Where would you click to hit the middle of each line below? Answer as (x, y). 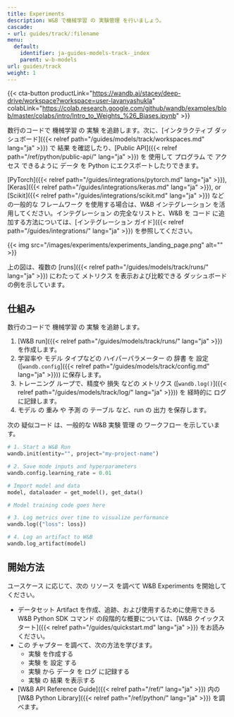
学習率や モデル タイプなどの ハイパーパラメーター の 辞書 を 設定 (113, 358)
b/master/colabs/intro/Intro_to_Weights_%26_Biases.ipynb (92, 115)
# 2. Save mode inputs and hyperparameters (72, 466)
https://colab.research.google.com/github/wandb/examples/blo (134, 108)
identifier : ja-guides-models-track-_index (85, 54)
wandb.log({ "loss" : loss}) (47, 524)
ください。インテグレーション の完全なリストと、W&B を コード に (122, 213)
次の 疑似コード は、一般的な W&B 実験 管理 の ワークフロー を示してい (111, 425)
